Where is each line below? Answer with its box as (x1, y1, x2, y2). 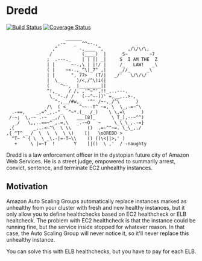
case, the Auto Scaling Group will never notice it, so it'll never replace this (6, 230, 189, 237)
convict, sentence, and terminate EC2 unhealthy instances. (6, 164, 153, 171)
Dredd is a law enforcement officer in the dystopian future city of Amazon (6, 151, 189, 159)
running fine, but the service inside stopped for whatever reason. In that (6, 223, 185, 230)
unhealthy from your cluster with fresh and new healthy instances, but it (6, 204, 185, 211)
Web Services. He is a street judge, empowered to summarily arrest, (6, 157, 176, 165)
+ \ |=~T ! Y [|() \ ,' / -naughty (14, 140, 147, 146)
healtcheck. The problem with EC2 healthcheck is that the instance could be (6, 216, 196, 224)
